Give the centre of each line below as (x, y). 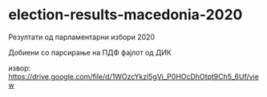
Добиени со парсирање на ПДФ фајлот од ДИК (90, 52)
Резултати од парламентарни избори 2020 (81, 37)
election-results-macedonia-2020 (125, 15)
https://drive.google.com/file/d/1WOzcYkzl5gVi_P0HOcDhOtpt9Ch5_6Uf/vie (133, 76)
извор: (20, 68)
